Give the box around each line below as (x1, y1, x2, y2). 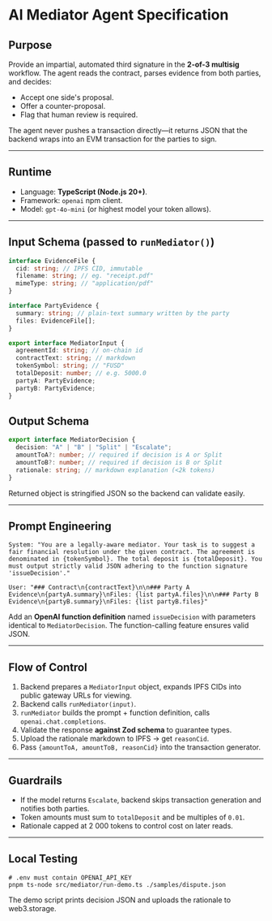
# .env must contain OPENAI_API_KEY (8, 873, 132, 882)
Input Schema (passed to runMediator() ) (8, 236, 215, 249)
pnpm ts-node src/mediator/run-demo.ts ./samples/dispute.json (8, 880, 227, 889)
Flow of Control (8, 660, 87, 674)
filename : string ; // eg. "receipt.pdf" (15, 272, 154, 280)
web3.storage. (8, 903, 57, 913)
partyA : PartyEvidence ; (15, 376, 96, 385)
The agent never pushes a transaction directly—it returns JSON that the (8, 126, 249, 135)
